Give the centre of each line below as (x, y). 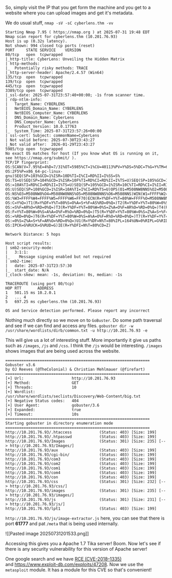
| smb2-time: (19, 261)
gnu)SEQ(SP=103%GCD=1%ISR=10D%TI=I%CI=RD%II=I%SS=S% (63, 176)
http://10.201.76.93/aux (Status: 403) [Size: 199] (81, 450)
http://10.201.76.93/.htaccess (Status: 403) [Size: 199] (81, 432)
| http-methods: (23, 64)
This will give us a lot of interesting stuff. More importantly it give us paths (83, 340)
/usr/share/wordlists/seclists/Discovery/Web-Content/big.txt (73, 396)
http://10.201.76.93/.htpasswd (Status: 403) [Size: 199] (81, 437)
